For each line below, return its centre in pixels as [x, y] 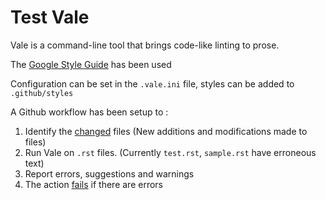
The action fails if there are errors [94, 184]
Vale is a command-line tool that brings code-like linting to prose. [145, 45]
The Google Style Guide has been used [91, 64]
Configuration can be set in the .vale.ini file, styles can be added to [152, 83]
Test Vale [50, 17]
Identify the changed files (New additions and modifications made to [166, 131]
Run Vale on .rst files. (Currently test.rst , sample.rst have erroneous [170, 152]
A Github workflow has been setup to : [89, 112]
